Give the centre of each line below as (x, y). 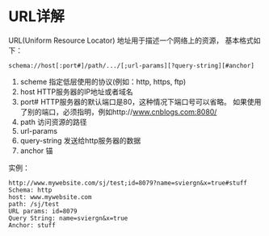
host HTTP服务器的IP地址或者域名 (76, 91)
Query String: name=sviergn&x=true (68, 218)
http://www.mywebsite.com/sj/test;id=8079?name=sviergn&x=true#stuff (128, 183)
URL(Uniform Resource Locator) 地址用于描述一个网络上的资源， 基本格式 (131, 40)
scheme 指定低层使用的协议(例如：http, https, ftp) (103, 81)
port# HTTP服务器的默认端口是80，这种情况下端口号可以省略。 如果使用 (141, 101)
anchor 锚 (36, 151)
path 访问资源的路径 (53, 122)
